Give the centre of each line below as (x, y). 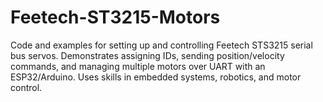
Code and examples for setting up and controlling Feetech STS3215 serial (161, 45)
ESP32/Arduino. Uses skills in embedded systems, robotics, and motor (156, 77)
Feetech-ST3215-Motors (115, 17)
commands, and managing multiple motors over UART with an (138, 66)
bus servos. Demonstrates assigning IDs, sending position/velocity (147, 55)
